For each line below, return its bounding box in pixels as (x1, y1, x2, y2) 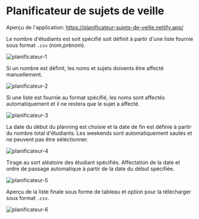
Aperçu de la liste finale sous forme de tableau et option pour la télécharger (6, 188, 191, 195)
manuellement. (6, 71, 43, 78)
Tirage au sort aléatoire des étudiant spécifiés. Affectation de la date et (6, 158, 181, 166)
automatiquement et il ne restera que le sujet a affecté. (6, 100, 140, 107)
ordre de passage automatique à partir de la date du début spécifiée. (6, 165, 175, 172)
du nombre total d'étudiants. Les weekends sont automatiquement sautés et (6, 129, 192, 137)
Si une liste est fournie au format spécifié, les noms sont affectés (6, 94, 165, 101)
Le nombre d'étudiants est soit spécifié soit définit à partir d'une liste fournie (6, 35, 194, 42)
